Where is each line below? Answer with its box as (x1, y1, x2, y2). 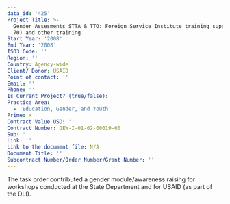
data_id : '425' (7, 10, 51, 17)
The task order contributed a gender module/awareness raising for (7, 175, 196, 183)
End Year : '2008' (7, 42, 57, 49)
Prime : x (7, 112, 32, 118)
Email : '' (7, 80, 36, 87)
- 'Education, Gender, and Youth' (13, 105, 112, 112)
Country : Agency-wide (7, 61, 69, 68)
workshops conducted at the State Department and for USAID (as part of (7, 182, 213, 190)
